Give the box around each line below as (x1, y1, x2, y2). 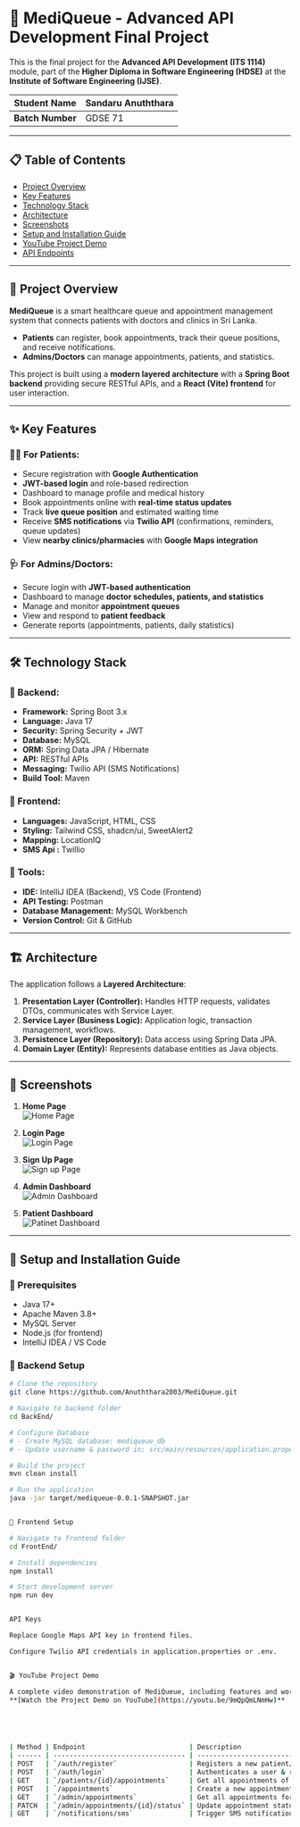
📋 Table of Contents (9, 153, 127, 168)
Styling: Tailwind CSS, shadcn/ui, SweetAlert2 (21, 825, 194, 836)
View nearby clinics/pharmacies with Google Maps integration (21, 535, 259, 546)
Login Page (21, 1128, 65, 1139)
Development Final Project (9, 27, 210, 47)
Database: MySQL (21, 735, 91, 746)
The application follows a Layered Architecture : (9, 978, 187, 989)
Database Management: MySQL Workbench (21, 905, 187, 916)
